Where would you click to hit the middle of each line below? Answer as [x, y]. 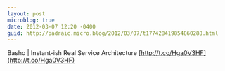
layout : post [26, 14]
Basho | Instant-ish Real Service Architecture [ [74, 53]
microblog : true [31, 20]
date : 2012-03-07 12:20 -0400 [52, 26]
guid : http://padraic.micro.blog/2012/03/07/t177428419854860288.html [113, 33]
